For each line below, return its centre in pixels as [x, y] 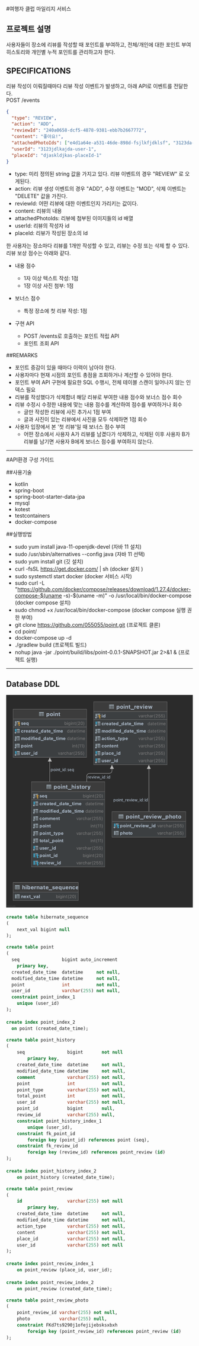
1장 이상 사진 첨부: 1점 [49, 286]
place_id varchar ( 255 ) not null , [71, 1239]
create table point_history [41, 1040]
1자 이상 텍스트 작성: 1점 [51, 278]
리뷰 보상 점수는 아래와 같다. [38, 253]
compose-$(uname [38, 595]
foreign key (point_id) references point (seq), [89, 1140]
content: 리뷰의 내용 [38, 211]
